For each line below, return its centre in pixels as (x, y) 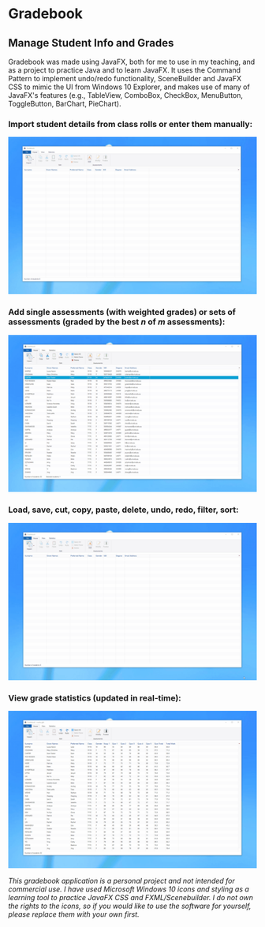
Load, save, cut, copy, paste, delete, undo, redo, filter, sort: (123, 510)
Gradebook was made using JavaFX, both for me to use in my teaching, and (131, 62)
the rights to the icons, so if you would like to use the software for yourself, (130, 906)
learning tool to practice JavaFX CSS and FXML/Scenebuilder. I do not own (131, 897)
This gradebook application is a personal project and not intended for (121, 880)
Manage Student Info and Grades (91, 43)
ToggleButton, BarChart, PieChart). (65, 104)
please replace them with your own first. (74, 914)
